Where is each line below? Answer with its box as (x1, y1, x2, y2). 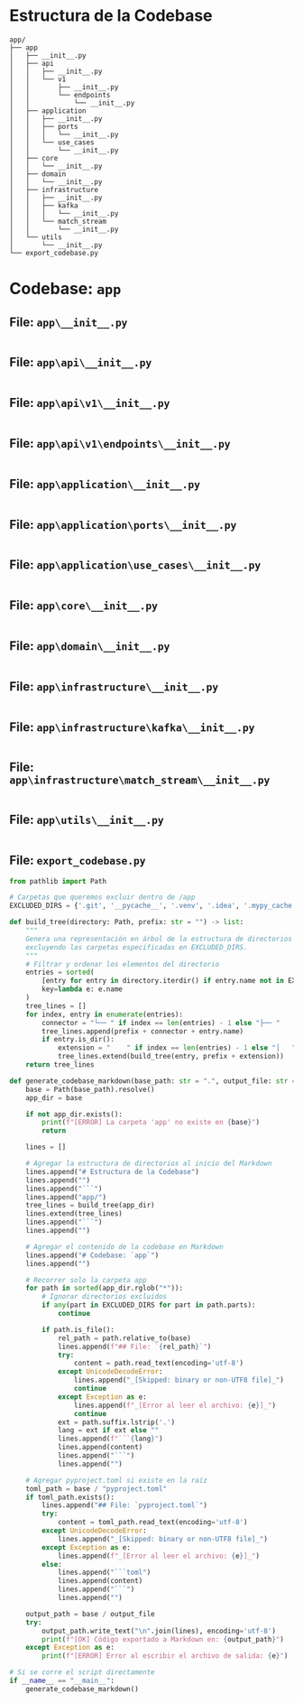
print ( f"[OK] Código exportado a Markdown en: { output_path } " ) (41, 1634, 284, 1643)
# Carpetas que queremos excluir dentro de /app (9, 893, 196, 902)
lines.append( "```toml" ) (57, 1568, 151, 1578)
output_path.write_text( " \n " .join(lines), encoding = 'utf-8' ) (41, 1626, 277, 1635)
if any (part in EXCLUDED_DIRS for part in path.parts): (41, 1300, 256, 1310)
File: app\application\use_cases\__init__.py (9, 557, 262, 573)
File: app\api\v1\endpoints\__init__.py (9, 435, 231, 451)
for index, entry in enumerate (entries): (25, 1010, 183, 1019)
